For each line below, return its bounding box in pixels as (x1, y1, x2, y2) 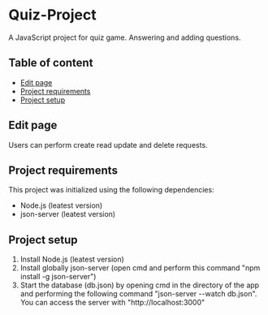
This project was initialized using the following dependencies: (8, 185, 214, 195)
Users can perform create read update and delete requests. (8, 140, 209, 149)
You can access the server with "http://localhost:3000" (19, 298, 205, 308)
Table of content (8, 56, 93, 70)
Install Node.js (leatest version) (19, 254, 124, 265)
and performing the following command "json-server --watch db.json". (19, 289, 257, 299)
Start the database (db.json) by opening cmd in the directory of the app (19, 280, 260, 290)
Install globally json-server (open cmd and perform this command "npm (19, 263, 261, 273)
